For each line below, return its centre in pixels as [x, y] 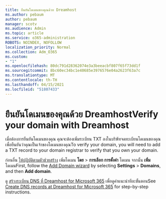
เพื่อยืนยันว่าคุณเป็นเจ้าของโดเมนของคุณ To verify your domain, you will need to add [83, 145]
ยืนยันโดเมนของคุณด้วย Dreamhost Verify [82, 114]
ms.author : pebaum [24, 15]
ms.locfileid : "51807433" [32, 89]
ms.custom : [17, 57]
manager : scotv [21, 24]
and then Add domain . [28, 171]
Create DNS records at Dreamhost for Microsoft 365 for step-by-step [77, 187]
